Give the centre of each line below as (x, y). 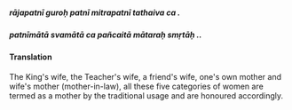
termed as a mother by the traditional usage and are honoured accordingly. (146, 95)
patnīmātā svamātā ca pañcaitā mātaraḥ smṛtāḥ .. (106, 35)
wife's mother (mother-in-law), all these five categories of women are (136, 86)
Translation (31, 57)
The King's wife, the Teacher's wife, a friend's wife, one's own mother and (146, 76)
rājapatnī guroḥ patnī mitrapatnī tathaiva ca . (95, 12)
